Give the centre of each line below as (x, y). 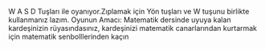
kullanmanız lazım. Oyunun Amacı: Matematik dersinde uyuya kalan (120, 20)
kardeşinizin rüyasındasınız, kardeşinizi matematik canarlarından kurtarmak (133, 28)
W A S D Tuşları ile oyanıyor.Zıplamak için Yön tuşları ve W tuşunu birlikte (129, 11)
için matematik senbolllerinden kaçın (69, 36)
